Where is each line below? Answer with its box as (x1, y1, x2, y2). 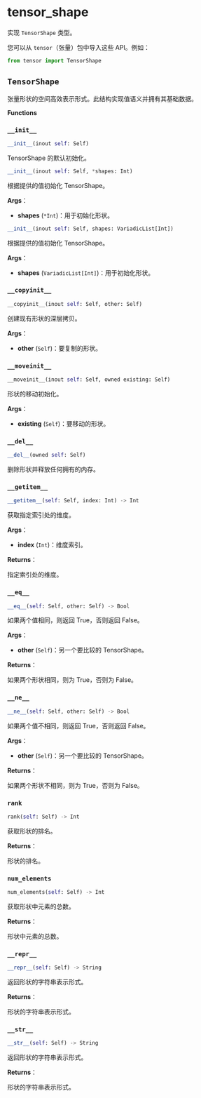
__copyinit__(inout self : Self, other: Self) (7, 300, 142, 307)
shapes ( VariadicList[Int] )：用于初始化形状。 (17, 268, 155, 277)
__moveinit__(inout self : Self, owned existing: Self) (7, 376, 171, 383)
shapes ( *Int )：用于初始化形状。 (17, 211, 114, 220)
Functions (7, 108, 37, 116)
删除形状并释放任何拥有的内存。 (7, 465, 99, 474)
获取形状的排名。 (7, 826, 57, 835)
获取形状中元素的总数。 (7, 902, 75, 911)
